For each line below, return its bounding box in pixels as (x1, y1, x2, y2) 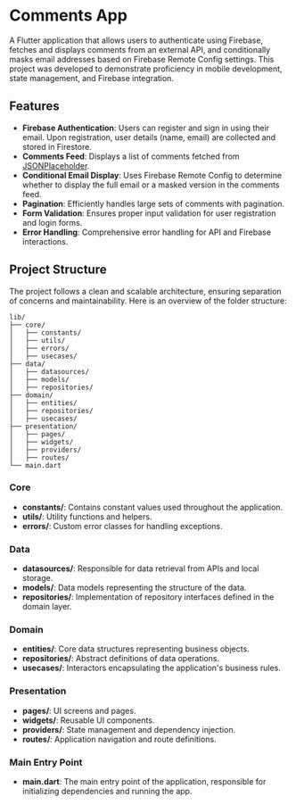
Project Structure (9, 262, 107, 278)
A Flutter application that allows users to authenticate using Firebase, (9, 35, 264, 46)
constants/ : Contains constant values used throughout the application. (21, 502, 284, 512)
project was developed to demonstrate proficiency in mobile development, (9, 63, 283, 74)
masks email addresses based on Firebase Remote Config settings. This (9, 54, 275, 64)
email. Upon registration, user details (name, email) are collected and (21, 131, 276, 143)
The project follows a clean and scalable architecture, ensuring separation (9, 286, 283, 296)
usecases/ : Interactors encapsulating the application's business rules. (21, 662, 281, 674)
